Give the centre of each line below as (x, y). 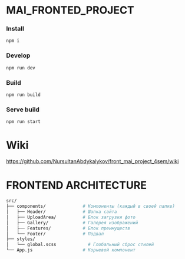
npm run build (24, 95)
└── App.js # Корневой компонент (71, 250)
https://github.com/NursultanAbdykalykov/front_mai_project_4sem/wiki (92, 161)
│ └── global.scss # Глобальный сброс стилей (80, 245)
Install (15, 29)
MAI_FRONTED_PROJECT (70, 10)
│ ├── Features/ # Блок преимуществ (68, 228)
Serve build (23, 109)
